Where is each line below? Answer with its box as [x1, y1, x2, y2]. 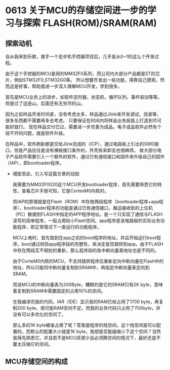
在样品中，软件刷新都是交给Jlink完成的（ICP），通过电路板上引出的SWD [5, 141, 155, 147]
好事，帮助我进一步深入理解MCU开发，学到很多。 [18, 83, 122, 89]
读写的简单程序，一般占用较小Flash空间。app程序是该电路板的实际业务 [12, 217, 160, 224]
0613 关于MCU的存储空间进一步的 [5, 5, 148, 16]
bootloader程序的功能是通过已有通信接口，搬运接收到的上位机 [23, 205, 153, 211]
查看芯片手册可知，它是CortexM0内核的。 [21, 188, 109, 194]
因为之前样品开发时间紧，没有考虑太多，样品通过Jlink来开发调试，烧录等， [5, 111, 161, 117]
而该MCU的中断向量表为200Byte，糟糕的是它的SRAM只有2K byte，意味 [12, 282, 163, 287]
